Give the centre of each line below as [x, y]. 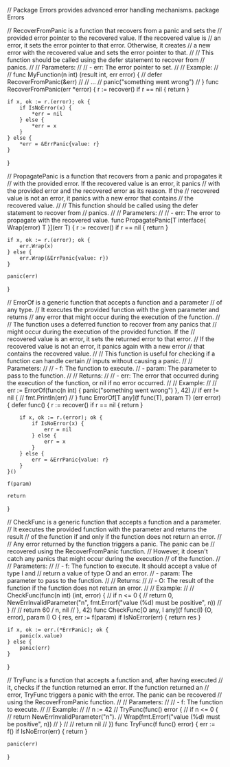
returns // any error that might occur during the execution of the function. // [114, 317]
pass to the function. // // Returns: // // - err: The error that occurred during [113, 376]
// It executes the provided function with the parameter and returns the [107, 529]
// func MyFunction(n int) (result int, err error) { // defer [85, 74]
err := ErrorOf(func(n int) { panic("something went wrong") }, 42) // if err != [113, 390]
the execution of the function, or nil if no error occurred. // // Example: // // [112, 383]
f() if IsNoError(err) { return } [47, 731]
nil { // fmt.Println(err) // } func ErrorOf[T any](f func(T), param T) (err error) [114, 398]
